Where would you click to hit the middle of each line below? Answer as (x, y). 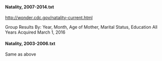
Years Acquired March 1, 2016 (35, 32)
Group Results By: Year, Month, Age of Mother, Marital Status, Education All (81, 27)
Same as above (21, 54)
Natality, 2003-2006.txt (30, 43)
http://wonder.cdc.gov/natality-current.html (49, 18)
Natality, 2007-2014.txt (29, 7)
